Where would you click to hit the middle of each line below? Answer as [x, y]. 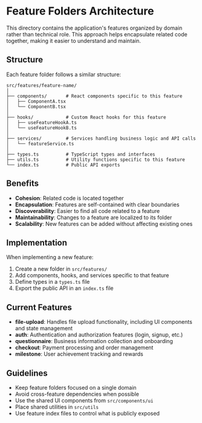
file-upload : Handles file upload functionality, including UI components [103, 322]
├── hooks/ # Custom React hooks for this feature [86, 117]
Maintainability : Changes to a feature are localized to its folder [93, 217]
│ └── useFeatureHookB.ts [42, 128]
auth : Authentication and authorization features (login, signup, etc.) [99, 335]
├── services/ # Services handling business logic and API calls [101, 138]
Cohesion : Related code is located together [69, 198]
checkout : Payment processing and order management [84, 348]
